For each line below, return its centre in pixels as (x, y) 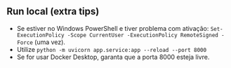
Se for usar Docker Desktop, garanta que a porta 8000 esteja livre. (113, 57)
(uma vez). (50, 42)
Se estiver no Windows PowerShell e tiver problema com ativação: (113, 28)
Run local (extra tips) (53, 12)
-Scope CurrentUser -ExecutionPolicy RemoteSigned (143, 35)
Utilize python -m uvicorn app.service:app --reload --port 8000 (112, 49)
